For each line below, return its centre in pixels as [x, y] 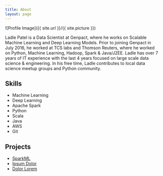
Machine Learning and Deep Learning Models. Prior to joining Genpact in [78, 42]
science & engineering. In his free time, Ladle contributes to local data [75, 63]
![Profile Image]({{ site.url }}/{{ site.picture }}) [50, 28]
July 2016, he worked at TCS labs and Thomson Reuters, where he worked [80, 48]
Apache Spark [27, 106]
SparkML [21, 158]
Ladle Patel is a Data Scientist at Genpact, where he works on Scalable [76, 37]
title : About [18, 9]
